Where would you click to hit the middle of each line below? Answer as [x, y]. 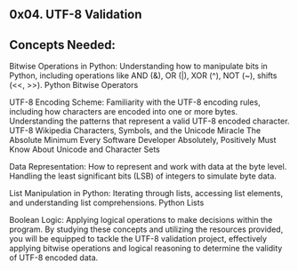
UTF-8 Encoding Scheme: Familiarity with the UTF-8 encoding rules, [135, 102]
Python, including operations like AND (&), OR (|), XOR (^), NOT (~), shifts [143, 75]
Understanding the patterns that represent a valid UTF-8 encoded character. [149, 121]
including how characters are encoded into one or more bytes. [124, 112]
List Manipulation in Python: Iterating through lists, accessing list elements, [146, 194]
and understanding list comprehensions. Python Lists [107, 202]
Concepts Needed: [62, 45]
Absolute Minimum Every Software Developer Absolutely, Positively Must [143, 140]
